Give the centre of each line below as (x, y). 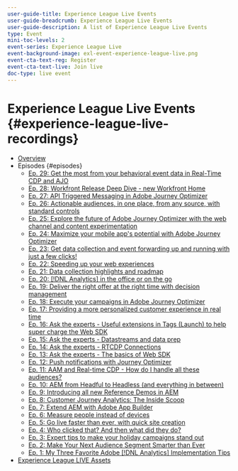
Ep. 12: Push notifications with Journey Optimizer (100, 362)
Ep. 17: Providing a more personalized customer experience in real (125, 309)
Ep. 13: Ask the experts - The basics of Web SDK (100, 354)
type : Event (25, 34)
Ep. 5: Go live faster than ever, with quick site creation (107, 423)
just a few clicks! (52, 256)
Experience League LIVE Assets (64, 460)
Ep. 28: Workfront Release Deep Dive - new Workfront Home (117, 188)
